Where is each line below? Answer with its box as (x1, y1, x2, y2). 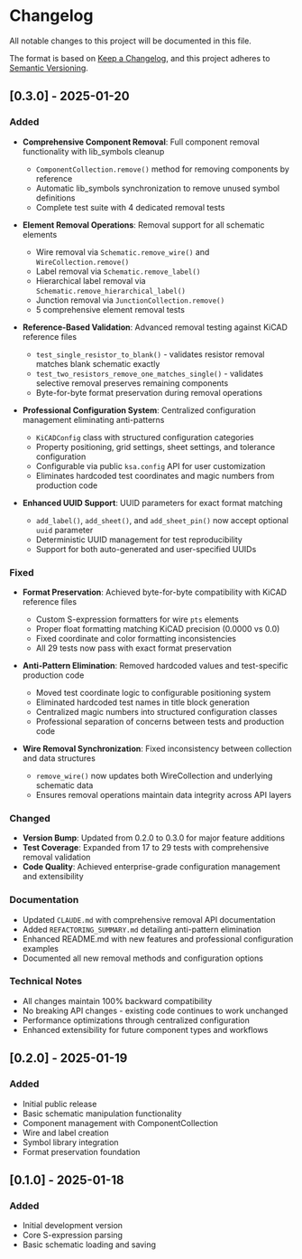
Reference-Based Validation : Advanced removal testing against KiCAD (22, 322, 288, 333)
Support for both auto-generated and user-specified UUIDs (35, 543, 257, 554)
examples (22, 943, 59, 954)
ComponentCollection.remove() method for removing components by (35, 164, 290, 174)
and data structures (22, 752, 96, 764)
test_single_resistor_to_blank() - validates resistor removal (35, 349, 265, 360)
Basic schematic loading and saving (22, 1239, 156, 1250)
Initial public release (22, 1098, 97, 1109)
